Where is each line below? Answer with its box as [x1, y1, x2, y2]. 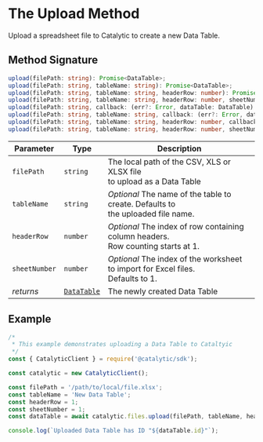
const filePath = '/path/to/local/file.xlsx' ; [8, 383, 163, 391]
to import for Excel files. [107, 263, 196, 274]
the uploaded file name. [107, 208, 195, 219]
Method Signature [8, 53, 99, 67]
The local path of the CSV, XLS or [107, 156, 231, 167]
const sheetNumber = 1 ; [8, 405, 86, 413]
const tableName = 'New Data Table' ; [8, 390, 131, 399]
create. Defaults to [107, 198, 176, 209]
